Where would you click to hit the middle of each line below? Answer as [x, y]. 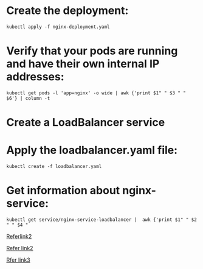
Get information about [63, 191]
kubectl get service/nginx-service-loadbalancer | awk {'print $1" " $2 [102, 220]
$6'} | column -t [28, 98]
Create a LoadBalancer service [86, 123]
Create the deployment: [67, 11]
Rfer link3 [18, 260]
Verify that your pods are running [92, 51]
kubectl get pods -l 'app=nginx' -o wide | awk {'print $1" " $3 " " [96, 93]
